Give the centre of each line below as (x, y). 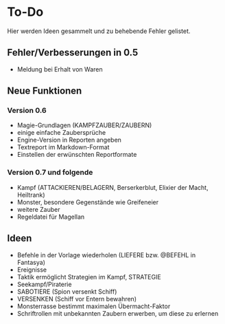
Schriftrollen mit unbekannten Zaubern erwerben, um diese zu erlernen (118, 313)
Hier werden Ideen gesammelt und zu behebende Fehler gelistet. (99, 31)
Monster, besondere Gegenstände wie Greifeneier (88, 202)
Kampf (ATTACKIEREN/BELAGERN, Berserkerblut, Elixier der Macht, (113, 187)
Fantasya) (31, 262)
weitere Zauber (38, 209)
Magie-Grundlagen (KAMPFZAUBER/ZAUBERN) (84, 125)
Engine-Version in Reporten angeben (69, 140)
